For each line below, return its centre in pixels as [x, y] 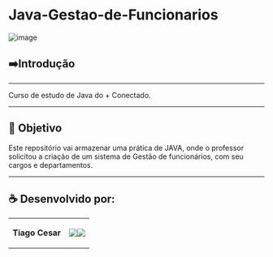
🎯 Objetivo [35, 128]
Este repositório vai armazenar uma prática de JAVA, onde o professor [126, 148]
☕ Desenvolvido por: [62, 199]
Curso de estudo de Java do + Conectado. [80, 95]
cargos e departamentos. [51, 165]
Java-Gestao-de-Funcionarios [113, 15]
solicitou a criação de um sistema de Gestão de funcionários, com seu [126, 156]
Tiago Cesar [37, 233]
